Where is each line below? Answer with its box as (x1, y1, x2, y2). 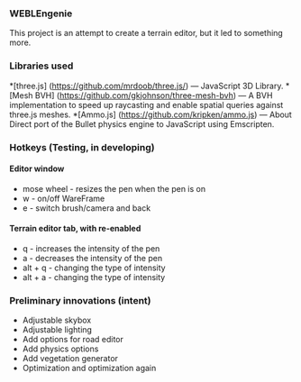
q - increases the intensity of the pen (22, 242, 160, 254)
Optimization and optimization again (22, 363, 157, 374)
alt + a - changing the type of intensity (22, 271, 166, 282)
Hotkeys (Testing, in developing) (9, 141, 155, 153)
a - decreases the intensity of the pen (22, 252, 163, 263)
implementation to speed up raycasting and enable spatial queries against (9, 99, 284, 110)
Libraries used (9, 59, 74, 72)
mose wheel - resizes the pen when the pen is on (22, 183, 205, 194)
